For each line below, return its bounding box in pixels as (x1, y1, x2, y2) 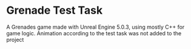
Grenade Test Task (6, 4, 103, 17)
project (6, 36, 24, 43)
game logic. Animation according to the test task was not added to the (6, 29, 182, 36)
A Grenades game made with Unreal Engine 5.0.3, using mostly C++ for (6, 23, 185, 30)
